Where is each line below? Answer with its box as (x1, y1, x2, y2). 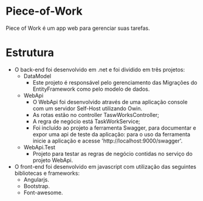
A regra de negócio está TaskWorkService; (32, 118, 140, 125)
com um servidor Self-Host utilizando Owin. (32, 105, 143, 112)
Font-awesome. (23, 189, 63, 196)
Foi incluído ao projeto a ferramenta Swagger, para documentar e (32, 124, 196, 132)
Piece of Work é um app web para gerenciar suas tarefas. (5, 24, 150, 32)
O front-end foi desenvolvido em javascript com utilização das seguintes (14, 163, 197, 170)
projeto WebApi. (32, 157, 74, 164)
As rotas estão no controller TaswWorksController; (32, 111, 159, 118)
